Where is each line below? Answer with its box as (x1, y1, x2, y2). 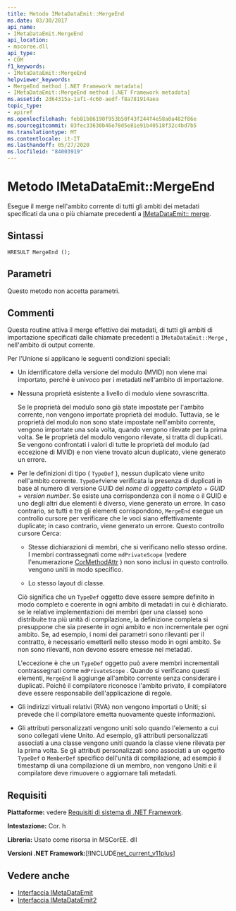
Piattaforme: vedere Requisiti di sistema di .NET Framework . (7, 808, 183, 816)
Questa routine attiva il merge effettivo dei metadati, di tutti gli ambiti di (7, 326, 213, 334)
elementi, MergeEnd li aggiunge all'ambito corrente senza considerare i (17, 674, 221, 682)
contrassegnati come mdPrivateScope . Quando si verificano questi (17, 667, 210, 675)
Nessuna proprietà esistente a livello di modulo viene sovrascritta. (17, 389, 209, 398)
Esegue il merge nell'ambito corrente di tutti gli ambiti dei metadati (7, 202, 199, 210)
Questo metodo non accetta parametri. (7, 287, 120, 295)
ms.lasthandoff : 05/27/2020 (7, 142, 90, 149)
